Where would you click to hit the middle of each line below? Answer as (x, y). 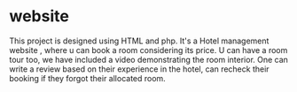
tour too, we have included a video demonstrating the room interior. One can (148, 59)
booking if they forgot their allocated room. (87, 78)
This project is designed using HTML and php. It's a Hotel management (139, 41)
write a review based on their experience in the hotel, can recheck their (139, 69)
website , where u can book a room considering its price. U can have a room (148, 50)
